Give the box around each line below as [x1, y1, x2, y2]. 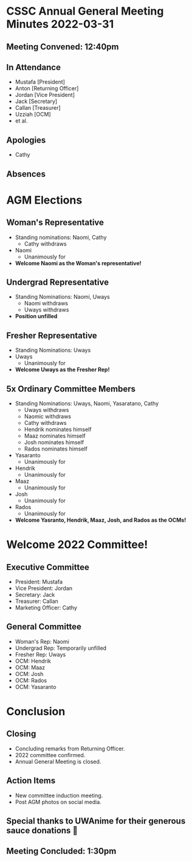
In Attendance [6, 62, 61, 73]
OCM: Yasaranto [15, 683, 57, 690]
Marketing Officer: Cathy [15, 604, 78, 611]
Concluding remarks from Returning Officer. [15, 745, 126, 752]
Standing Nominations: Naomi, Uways [15, 293, 111, 301]
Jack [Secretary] [15, 98, 58, 105]
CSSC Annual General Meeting [6, 4, 164, 18]
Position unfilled [15, 313, 58, 320]
